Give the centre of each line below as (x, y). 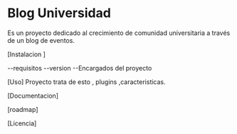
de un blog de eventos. (41, 40)
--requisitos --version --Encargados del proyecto (80, 68)
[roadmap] (23, 109)
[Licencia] (22, 123)
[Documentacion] (33, 96)
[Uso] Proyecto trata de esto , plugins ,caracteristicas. (86, 82)
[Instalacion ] (27, 54)
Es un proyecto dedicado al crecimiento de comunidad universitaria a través (119, 33)
